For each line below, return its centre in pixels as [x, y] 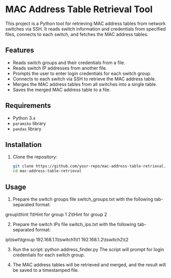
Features [20, 50]
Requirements [28, 106]
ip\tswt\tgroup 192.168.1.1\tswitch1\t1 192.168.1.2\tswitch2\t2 [67, 239]
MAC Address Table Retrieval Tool [79, 9]
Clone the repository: [35, 157]
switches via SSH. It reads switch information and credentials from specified [86, 29]
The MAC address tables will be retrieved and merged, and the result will [89, 265]
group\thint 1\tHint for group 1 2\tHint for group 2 [56, 214]
